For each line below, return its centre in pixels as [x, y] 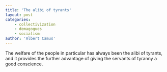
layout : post [19, 15]
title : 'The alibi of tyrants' [38, 10]
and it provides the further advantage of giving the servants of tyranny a [81, 58]
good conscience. [24, 64]
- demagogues [28, 29]
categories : [18, 19]
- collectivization [35, 24]
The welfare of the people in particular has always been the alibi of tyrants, [84, 53]
